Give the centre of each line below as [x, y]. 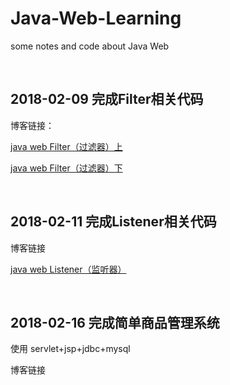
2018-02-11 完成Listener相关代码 [113, 222]
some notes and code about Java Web [90, 46]
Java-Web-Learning [96, 18]
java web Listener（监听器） [68, 269]
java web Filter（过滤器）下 [66, 168]
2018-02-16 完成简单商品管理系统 [115, 322]
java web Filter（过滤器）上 [66, 146]
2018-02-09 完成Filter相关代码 [107, 99]
